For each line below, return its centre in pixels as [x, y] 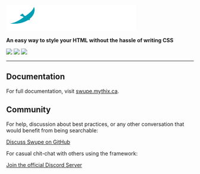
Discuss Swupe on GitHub [38, 142]
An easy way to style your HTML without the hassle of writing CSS [90, 40]
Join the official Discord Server [44, 164]
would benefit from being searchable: [52, 130]
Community [29, 110]
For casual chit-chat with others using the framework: [72, 153]
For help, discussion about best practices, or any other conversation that [95, 124]
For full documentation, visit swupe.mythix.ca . [63, 91]
